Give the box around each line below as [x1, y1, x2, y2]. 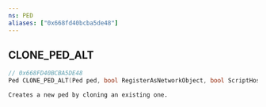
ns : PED [8, 11, 34, 20]
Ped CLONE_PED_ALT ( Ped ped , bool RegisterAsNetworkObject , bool [8, 77, 225, 85]
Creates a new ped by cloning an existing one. [8, 91, 169, 99]
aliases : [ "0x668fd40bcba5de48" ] [8, 19, 119, 27]
